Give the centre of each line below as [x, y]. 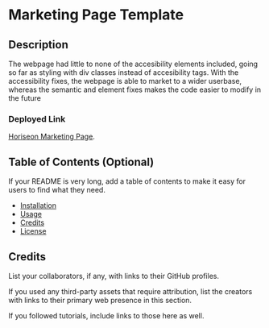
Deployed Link [37, 118]
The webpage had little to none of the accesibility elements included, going [133, 64]
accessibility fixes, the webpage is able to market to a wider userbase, [125, 81]
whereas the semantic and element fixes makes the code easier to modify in [135, 89]
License [33, 231]
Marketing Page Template [96, 15]
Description [38, 45]
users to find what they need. [57, 190]
